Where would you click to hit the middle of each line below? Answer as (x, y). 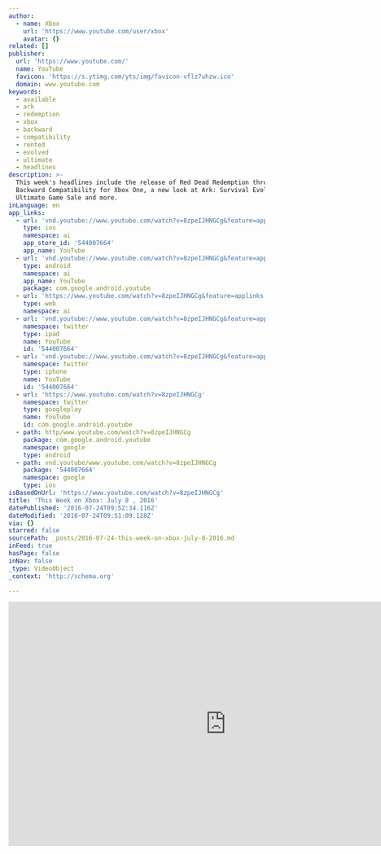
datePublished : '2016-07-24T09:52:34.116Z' (83, 508)
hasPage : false (34, 554)
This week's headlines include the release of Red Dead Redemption (133, 183)
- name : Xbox (38, 24)
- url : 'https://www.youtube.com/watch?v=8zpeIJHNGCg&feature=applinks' (142, 296)
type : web (40, 304)
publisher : (27, 54)
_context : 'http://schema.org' (61, 576)
